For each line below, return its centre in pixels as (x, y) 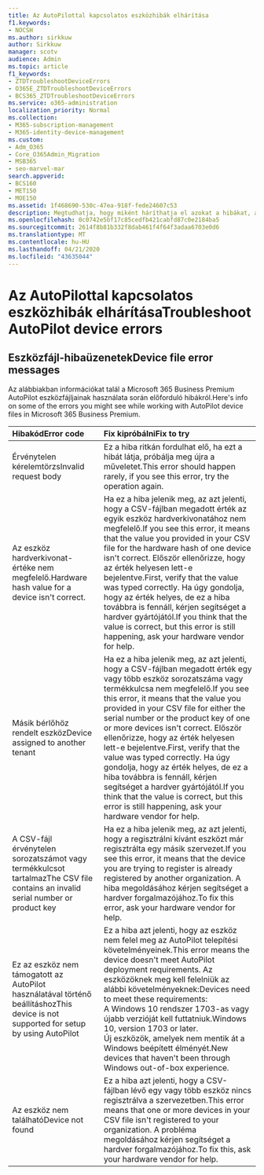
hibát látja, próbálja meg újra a (159, 457)
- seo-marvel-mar (37, 169)
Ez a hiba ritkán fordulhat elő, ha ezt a (173, 446)
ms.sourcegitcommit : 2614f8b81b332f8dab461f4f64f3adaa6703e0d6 (114, 228)
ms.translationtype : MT (47, 235)
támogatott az (38, 974)
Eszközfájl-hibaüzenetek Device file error (111, 358)
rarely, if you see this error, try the (166, 476)
